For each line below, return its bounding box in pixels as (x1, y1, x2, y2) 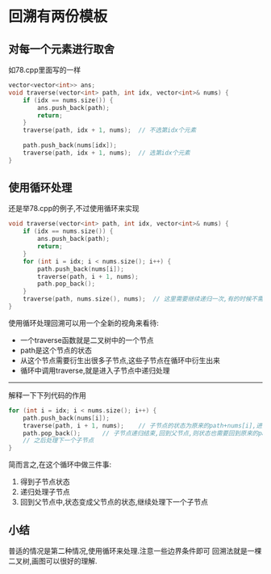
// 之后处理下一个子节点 (23, 437, 94, 445)
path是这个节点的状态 (19, 345, 93, 355)
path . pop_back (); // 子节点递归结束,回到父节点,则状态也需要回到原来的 (23, 429, 259, 437)
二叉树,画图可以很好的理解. (8, 556, 98, 566)
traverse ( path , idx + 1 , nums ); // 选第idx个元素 (23, 149, 191, 157)
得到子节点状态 (19, 477, 70, 487)
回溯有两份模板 (8, 7, 108, 26)
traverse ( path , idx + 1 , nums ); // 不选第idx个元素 (23, 126, 197, 134)
